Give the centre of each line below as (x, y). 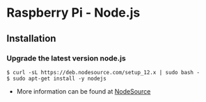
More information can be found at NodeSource (84, 91)
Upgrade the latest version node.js (66, 58)
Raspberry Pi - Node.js (73, 13)
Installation (31, 39)
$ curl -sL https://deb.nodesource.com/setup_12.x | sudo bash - (103, 72)
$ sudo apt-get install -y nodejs (57, 78)
